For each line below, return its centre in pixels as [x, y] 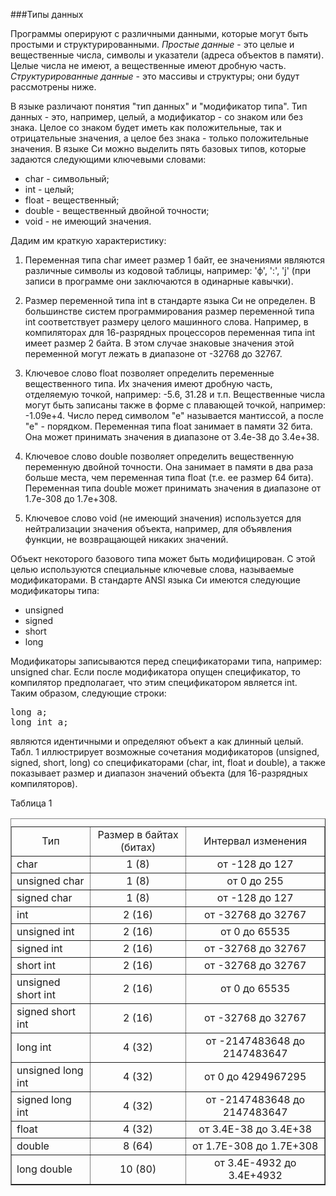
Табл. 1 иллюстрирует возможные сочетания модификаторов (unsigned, [165, 752]
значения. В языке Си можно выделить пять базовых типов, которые [158, 148]
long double [44, 1169]
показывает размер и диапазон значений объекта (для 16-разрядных [159, 773]
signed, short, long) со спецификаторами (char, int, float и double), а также [168, 762]
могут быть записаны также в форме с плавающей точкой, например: [175, 405]
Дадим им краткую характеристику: [88, 240]
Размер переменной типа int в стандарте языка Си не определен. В [170, 300]
